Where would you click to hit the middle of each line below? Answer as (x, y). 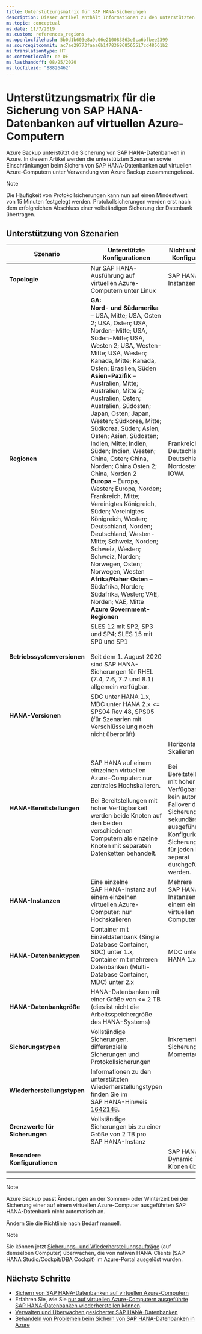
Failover (179, 804)
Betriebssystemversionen (47, 657)
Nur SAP (103, 268)
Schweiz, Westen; (116, 549)
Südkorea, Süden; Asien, (125, 428)
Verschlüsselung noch (122, 727)
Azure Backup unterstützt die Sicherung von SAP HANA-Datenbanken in (96, 153)
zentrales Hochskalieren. (126, 786)
